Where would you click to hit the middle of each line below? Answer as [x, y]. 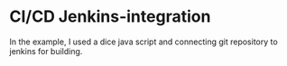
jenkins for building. [46, 51]
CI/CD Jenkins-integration [110, 17]
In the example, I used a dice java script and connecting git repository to [143, 42]
